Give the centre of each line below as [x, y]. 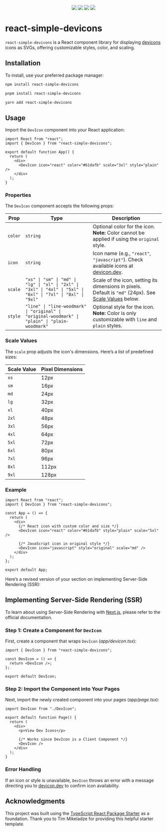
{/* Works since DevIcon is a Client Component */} [73, 740]
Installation [23, 63]
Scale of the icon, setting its [125, 280]
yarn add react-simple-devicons [39, 102]
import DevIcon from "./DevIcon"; [41, 709]
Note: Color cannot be [119, 233]
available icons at [113, 266]
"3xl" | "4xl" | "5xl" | [55, 290]
